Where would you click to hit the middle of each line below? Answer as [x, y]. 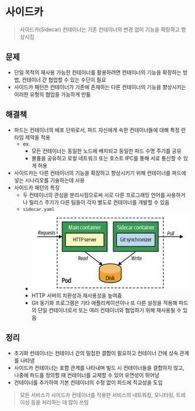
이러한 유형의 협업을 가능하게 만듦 [52, 94]
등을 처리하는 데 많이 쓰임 [60, 402]
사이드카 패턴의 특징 [37, 187]
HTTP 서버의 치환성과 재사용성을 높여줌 [77, 295]
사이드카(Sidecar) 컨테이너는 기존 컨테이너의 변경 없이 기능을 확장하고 [100, 29]
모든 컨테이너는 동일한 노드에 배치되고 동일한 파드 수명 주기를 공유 [107, 151]
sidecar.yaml [39, 209]
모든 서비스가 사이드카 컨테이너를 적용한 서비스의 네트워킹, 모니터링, [97, 395]
